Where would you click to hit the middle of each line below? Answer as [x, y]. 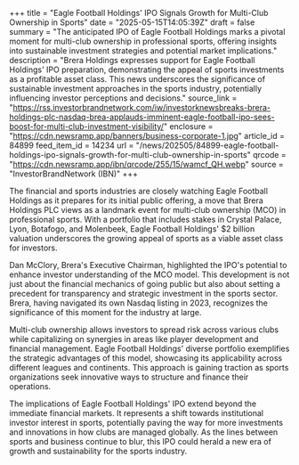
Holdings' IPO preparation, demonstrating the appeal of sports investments [147, 69]
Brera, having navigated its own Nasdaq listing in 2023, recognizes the [139, 303]
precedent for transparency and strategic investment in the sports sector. [144, 294]
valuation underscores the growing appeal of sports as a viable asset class [146, 238]
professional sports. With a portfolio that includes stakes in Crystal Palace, [145, 219]
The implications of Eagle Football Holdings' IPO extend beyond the [133, 404]
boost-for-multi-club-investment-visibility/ [87, 126]
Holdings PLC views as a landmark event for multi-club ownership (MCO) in [148, 210]
